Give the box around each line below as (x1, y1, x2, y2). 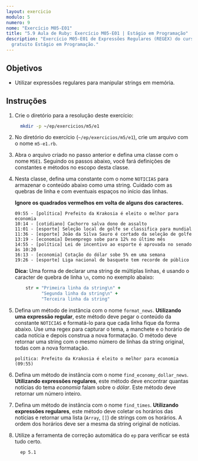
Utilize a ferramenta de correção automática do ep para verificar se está (14, 432, 190, 439)
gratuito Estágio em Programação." (11, 42, 99, 48)
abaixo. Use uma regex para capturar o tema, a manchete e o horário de (14, 325, 190, 332)
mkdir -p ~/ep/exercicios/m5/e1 (20, 123, 100, 129)
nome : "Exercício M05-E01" (6, 25, 72, 31)
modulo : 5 (6, 14, 31, 20)
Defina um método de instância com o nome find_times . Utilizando (14, 401, 179, 409)
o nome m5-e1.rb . (14, 140, 58, 147)
